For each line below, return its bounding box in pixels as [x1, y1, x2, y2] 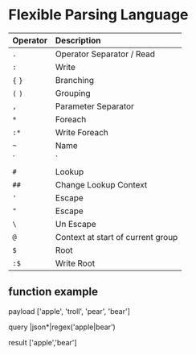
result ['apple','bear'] [8, 337, 78, 347]
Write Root [55, 258, 96, 269]
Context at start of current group [55, 231, 178, 242]
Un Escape [55, 218, 96, 229]
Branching [55, 74, 95, 85]
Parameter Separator [55, 101, 135, 112]
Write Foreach [55, 126, 108, 138]
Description [55, 35, 101, 46]
